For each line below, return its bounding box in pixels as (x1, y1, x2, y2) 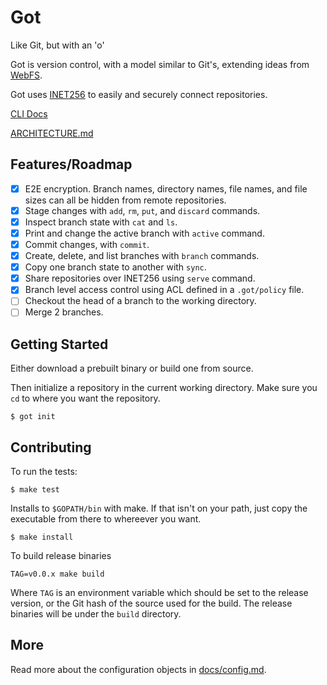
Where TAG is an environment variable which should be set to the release (10, 587, 309, 599)
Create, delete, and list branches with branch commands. (24, 250, 260, 262)
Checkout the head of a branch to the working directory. (24, 295, 257, 307)
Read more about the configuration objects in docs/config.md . (10, 663, 267, 675)
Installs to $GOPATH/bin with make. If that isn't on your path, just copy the (10, 502, 308, 515)
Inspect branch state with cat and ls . (24, 216, 178, 228)
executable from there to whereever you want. (10, 513, 202, 525)
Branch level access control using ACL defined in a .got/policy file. (24, 284, 305, 296)
